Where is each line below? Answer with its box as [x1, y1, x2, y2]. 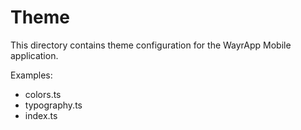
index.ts [24, 109, 58, 121]
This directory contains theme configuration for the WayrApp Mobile [10, 39, 292, 51]
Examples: [10, 69, 53, 81]
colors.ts [24, 88, 62, 100]
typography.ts [24, 99, 83, 111]
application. [10, 49, 59, 61]
